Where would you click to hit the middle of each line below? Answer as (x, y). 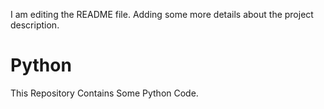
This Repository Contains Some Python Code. (104, 93)
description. (35, 25)
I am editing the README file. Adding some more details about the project (162, 14)
